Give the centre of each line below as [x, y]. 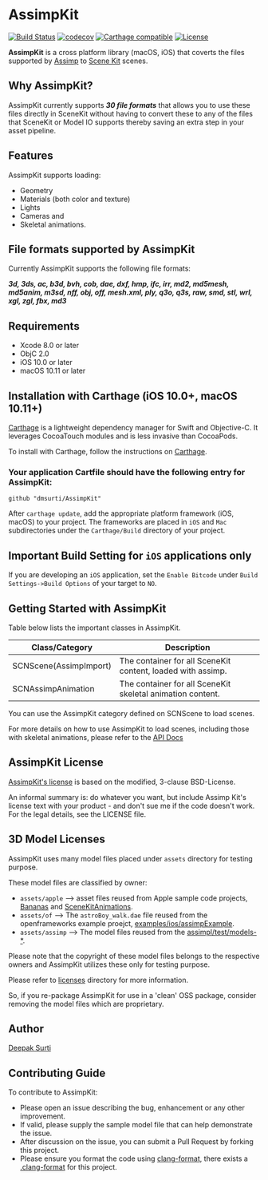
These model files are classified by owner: [78, 882]
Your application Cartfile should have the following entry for [127, 472]
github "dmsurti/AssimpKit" [55, 499]
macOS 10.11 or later [53, 371]
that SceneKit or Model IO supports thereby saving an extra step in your [126, 122]
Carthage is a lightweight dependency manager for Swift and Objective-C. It [133, 428]
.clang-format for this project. [68, 1167]
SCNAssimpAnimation [53, 688]
